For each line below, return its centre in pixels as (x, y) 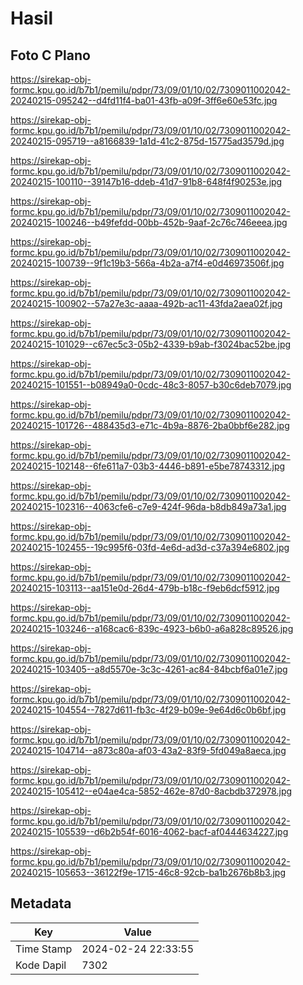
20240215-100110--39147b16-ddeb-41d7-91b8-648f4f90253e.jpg (146, 181)
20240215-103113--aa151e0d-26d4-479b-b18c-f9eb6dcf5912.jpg (145, 588)
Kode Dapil (41, 965)
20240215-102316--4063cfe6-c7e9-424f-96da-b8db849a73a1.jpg (148, 506)
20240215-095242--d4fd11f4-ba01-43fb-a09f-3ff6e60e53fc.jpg (144, 100)
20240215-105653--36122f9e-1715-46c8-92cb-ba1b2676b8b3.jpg (148, 872)
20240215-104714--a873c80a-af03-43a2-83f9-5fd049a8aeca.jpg (148, 750)
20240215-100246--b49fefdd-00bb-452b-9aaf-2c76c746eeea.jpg (149, 222)
